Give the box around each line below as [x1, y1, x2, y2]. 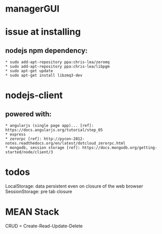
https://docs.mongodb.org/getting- [82, 145, 157, 151]
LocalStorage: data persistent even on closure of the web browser [5, 183, 143, 190]
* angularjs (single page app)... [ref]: [5, 123, 94, 128]
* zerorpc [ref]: [5, 136, 42, 142]
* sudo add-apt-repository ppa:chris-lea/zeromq [5, 60, 110, 65]
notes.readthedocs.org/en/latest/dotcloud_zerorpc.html [5, 141, 126, 146]
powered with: [5, 110, 52, 118]
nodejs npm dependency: [5, 46, 88, 55]
